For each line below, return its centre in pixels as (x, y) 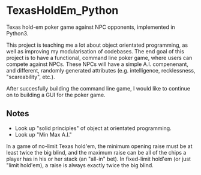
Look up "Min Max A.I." (43, 134)
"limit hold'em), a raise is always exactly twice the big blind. (80, 165)
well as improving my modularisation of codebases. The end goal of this (95, 51)
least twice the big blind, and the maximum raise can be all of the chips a (96, 152)
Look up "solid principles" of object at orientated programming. (93, 128)
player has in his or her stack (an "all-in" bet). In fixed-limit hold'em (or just (98, 159)
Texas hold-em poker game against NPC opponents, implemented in (91, 27)
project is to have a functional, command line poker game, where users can (99, 58)
